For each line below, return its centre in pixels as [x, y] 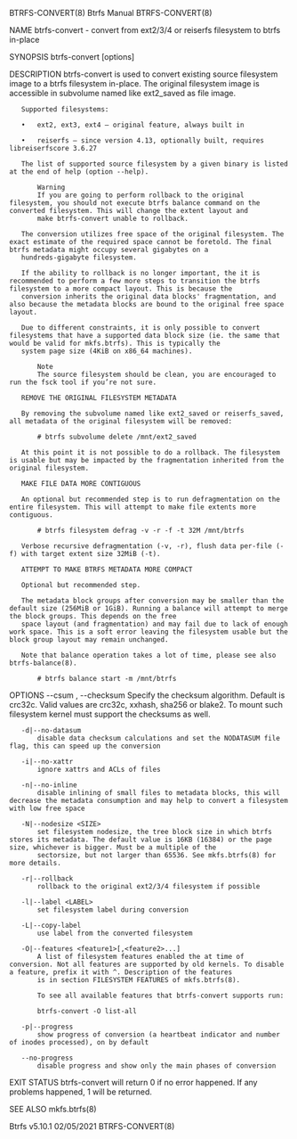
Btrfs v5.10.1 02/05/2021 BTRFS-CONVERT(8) [92, 1126]
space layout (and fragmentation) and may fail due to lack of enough [155, 624]
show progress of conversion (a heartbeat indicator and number [158, 1035]
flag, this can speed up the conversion [85, 746]
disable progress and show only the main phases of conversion [157, 1066]
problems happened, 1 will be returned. [81, 1092]
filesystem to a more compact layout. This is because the [121, 289]
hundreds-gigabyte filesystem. [79, 258]
